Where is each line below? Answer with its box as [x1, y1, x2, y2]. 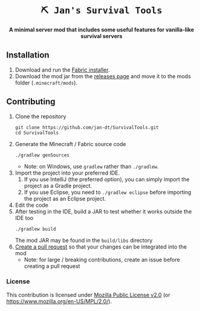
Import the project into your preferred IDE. [15, 169, 120, 176]
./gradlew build [15, 226, 56, 232]
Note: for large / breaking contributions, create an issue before [24, 256, 180, 263]
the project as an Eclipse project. [24, 195, 106, 202]
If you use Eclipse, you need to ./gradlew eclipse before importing [24, 189, 192, 196]
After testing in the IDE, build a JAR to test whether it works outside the [15, 207, 192, 215]
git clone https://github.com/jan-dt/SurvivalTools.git [15, 124, 159, 130]
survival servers [80, 32, 123, 39]
